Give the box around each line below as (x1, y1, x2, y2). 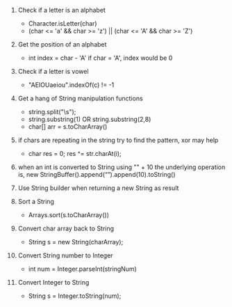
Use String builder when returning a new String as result (17, 184, 179, 192)
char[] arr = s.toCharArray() (28, 123, 108, 131)
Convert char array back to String (17, 224, 114, 233)
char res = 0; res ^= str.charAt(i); (28, 150, 122, 157)
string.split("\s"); (28, 108, 76, 116)
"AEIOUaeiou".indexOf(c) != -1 (28, 81, 115, 89)
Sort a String (17, 198, 55, 205)
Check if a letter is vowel (17, 68, 89, 75)
